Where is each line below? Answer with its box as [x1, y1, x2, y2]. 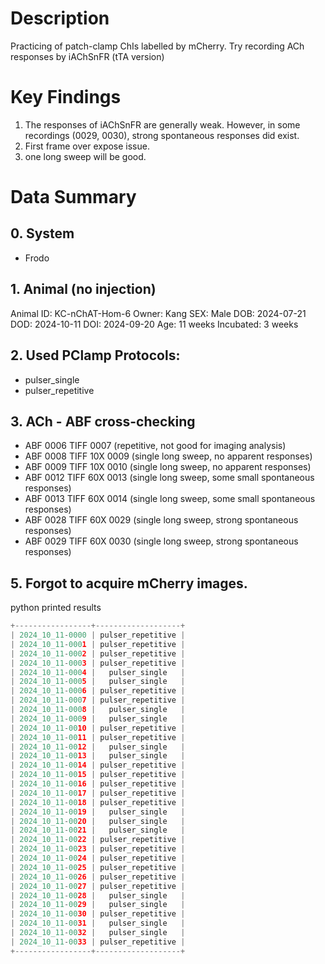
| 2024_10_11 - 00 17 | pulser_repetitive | [10, 788, 186, 798]
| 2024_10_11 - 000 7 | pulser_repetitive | [10, 695, 186, 706]
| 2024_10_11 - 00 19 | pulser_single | [10, 807, 186, 817]
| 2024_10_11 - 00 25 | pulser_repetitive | [10, 862, 186, 872]
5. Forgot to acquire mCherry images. [10, 575, 248, 592]
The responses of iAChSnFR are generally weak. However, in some [24, 118, 301, 131]
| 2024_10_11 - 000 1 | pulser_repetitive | [10, 639, 186, 649]
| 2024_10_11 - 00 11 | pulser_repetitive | [10, 732, 186, 742]
